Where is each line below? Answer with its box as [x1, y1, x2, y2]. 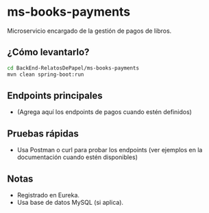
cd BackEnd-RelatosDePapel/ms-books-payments [7, 64, 139, 72]
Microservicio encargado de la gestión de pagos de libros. [7, 27, 172, 35]
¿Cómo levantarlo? [7, 46, 90, 58]
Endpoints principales [7, 89, 103, 101]
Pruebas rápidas [7, 128, 79, 139]
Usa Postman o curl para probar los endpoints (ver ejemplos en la [16, 146, 203, 154]
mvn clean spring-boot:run [7, 71, 84, 78]
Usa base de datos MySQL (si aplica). [16, 198, 124, 206]
